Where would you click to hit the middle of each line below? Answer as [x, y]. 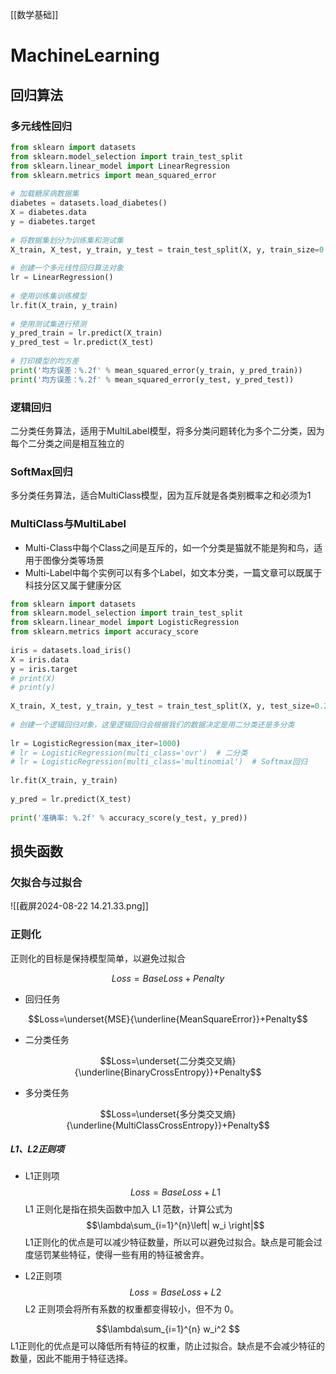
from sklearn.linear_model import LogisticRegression [125, 623]
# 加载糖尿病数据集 [45, 194]
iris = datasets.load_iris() [71, 650]
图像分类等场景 [73, 560]
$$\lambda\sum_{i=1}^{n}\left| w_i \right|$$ [175, 1225]
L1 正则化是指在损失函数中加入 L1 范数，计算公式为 [128, 1209]
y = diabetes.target [53, 221]
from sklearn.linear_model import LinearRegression [120, 166]
